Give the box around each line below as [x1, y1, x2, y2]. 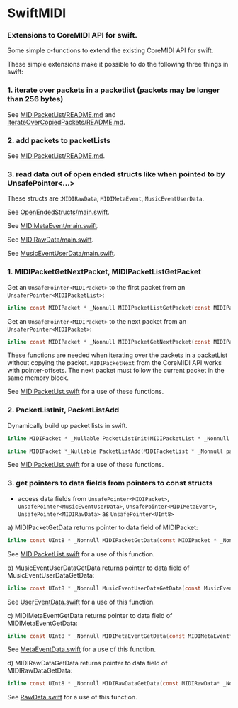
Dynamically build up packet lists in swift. [7, 421, 128, 429]
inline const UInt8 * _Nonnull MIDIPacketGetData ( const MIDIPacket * [7, 536, 217, 544]
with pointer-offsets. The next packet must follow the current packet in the [7, 366, 225, 375]
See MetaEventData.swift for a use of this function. [7, 645, 156, 653]
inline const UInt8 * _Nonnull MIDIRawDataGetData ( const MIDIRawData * [7, 680, 220, 687]
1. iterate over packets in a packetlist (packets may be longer [7, 85, 220, 95]
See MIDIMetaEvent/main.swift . [7, 222, 99, 230]
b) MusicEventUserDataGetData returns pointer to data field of [7, 563, 190, 572]
